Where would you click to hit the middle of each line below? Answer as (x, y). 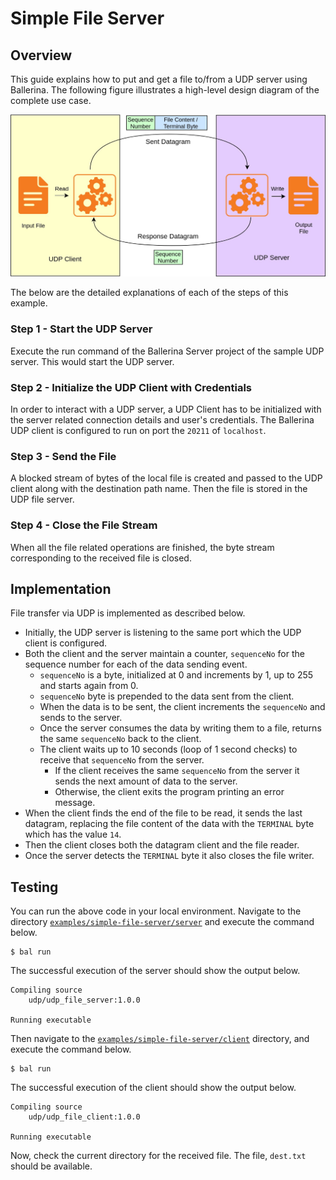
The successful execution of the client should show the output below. (153, 1088)
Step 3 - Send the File (63, 456)
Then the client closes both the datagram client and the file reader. (162, 845)
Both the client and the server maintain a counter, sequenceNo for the (164, 654)
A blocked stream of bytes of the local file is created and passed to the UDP (166, 478)
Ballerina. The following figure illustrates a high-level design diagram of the (165, 90)
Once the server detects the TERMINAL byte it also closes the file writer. (169, 856)
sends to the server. (81, 718)
